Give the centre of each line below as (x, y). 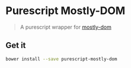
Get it (16, 45)
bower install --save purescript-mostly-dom (61, 59)
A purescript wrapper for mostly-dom (66, 27)
